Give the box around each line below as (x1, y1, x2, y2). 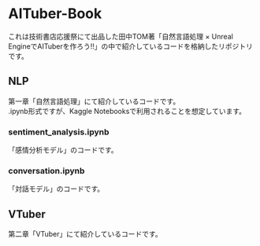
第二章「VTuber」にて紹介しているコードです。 (8, 229, 163, 239)
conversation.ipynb (8, 165, 85, 176)
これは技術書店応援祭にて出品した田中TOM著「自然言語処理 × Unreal (8, 31, 234, 41)
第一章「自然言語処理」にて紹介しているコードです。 (8, 96, 180, 106)
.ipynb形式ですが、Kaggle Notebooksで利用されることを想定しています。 (8, 106, 247, 116)
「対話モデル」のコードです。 (8, 184, 105, 193)
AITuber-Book (8, 5, 102, 23)
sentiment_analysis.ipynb (8, 127, 110, 138)
